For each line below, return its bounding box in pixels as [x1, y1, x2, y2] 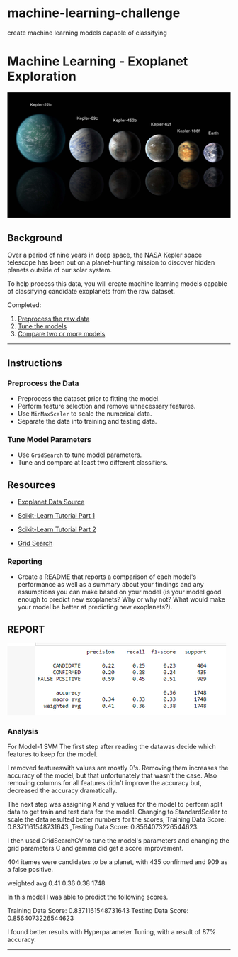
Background [7, 232, 62, 244]
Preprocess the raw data [17, 314, 90, 323]
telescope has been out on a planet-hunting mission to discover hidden [7, 258, 215, 267]
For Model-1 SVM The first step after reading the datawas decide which [7, 743, 216, 751]
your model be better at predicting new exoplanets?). [17, 603, 173, 612]
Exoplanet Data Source [17, 497, 85, 506]
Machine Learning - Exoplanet [7, 53, 188, 70]
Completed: [7, 301, 42, 309]
